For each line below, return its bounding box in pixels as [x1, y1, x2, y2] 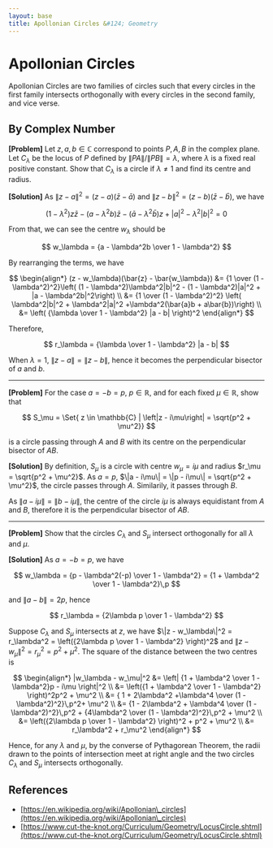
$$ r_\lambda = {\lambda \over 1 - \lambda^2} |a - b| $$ [43, 339, 230, 349]
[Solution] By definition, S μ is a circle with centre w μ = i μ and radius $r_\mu [8, 461, 262, 473]
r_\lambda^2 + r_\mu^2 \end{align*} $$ [71, 725, 201, 734]
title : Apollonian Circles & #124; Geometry [8, 19, 158, 28]
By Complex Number [8, 122, 115, 136]
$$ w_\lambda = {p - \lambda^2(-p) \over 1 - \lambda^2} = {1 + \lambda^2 [13, 570, 260, 580]
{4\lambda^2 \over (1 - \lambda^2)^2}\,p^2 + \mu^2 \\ [84, 707, 262, 717]
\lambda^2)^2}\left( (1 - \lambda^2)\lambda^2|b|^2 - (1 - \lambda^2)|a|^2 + [11, 282, 262, 292]
